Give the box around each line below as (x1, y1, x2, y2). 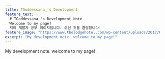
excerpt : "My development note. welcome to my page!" (5, 35, 118, 40)
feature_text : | (5, 12, 38, 17)
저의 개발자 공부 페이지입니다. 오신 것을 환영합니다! (9, 26, 102, 30)
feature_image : (5, 30, 36, 35)
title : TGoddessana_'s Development (5, 7, 78, 12)
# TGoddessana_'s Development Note (9, 16, 82, 21)
